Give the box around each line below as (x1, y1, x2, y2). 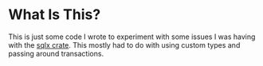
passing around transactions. (8, 49, 104, 58)
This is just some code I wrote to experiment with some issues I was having (8, 32, 256, 41)
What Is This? (8, 6, 101, 24)
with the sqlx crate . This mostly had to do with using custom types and (8, 40, 241, 49)
